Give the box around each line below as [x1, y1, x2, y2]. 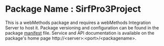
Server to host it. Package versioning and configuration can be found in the [5, 24, 159, 30]
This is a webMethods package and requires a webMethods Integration [5, 20, 151, 25]
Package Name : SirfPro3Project [5, 3, 141, 15]
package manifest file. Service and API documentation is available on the [5, 30, 155, 36]
